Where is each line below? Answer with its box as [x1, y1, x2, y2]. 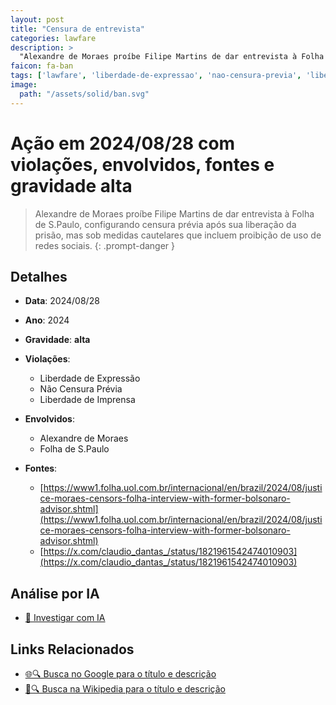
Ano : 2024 [24, 314, 70, 326]
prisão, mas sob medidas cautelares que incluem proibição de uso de [34, 229, 322, 241]
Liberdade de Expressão [39, 372, 141, 385]
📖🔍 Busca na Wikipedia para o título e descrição [24, 683, 226, 695]
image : [10, 80, 38, 90]
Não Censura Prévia [39, 383, 123, 395]
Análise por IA [10, 585, 100, 602]
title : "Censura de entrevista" [10, 24, 145, 34]
